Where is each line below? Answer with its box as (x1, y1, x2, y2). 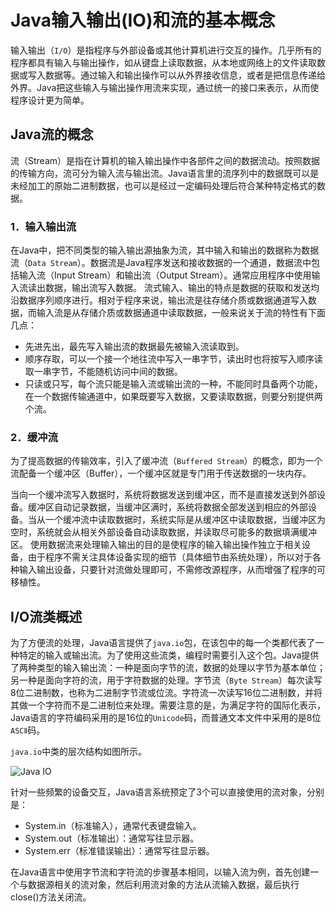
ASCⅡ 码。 (10, 724, 46, 736)
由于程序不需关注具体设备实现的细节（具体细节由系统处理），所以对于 (27, 551, 313, 563)
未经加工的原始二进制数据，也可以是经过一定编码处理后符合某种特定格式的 (10, 179, 317, 191)
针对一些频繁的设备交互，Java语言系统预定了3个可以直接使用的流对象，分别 (10, 786, 325, 798)
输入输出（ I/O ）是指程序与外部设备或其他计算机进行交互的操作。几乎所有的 (10, 44, 322, 56)
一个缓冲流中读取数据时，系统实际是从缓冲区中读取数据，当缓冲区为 (44, 514, 326, 526)
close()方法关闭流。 (10, 891, 92, 903)
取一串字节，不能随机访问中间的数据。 (24, 366, 183, 378)
